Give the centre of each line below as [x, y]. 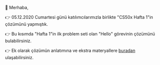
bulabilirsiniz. [18, 41]
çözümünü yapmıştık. [27, 24]
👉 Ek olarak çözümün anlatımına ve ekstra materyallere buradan [70, 50]
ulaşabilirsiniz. [20, 57]
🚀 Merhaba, [17, 8]
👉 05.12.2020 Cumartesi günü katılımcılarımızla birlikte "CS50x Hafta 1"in [79, 17]
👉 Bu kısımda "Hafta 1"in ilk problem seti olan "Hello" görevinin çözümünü [80, 34]
